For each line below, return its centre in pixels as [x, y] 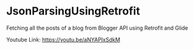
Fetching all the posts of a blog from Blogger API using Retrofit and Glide [97, 28]
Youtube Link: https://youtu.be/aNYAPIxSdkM [63, 39]
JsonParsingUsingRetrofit [73, 11]
